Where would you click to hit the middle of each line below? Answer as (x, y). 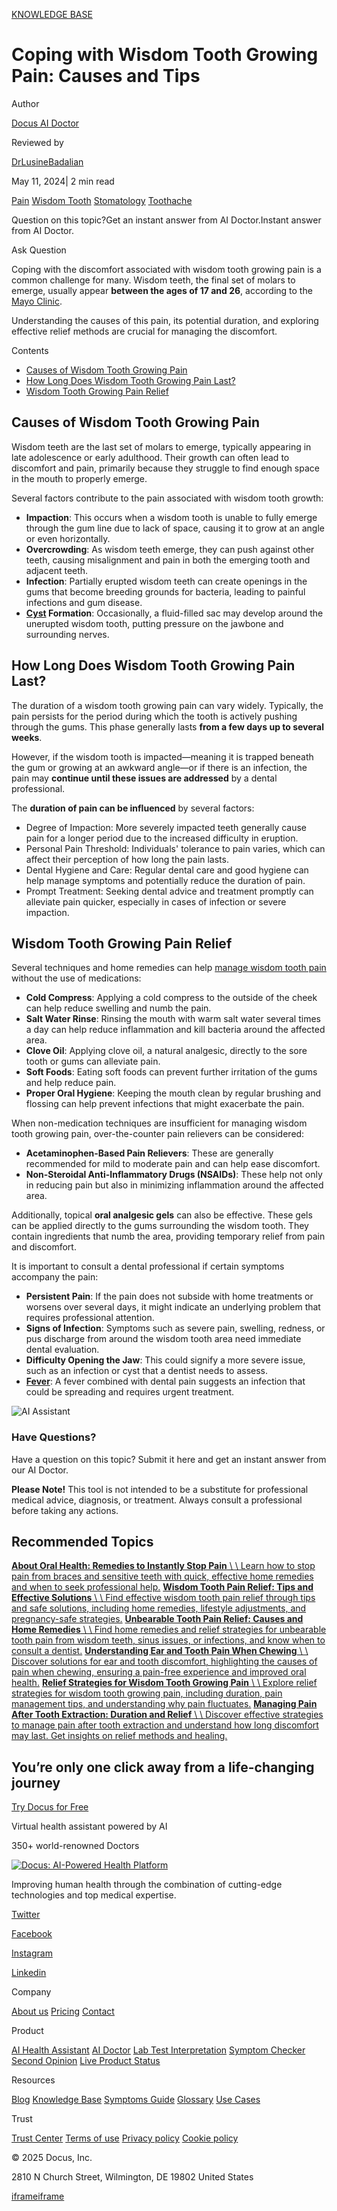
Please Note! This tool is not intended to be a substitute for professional (160, 1489)
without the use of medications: (76, 978)
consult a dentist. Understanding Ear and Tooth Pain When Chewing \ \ (160, 1651)
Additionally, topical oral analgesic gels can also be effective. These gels (162, 1215)
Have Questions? (54, 1437)
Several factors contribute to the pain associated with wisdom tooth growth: (167, 498)
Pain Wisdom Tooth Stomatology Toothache (102, 200)
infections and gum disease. (84, 602)
